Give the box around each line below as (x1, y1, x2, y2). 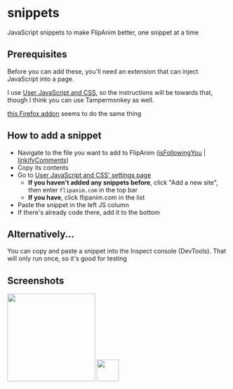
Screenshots (7, 275, 65, 286)
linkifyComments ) (17, 156, 69, 164)
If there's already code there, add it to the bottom (17, 208, 160, 216)
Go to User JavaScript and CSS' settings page (17, 171, 152, 179)
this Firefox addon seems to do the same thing (7, 109, 142, 117)
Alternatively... (7, 228, 75, 240)
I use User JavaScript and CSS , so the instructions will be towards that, (7, 88, 213, 96)
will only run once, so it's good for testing (7, 254, 128, 263)
